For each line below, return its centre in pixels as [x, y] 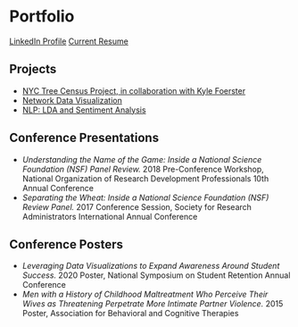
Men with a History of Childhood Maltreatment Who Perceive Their [145, 294]
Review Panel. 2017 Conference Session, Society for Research [137, 206]
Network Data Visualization [72, 100]
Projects [33, 69]
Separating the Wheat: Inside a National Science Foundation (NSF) [145, 197]
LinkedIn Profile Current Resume [69, 41]
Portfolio [42, 17]
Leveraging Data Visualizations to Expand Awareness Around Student [151, 266]
